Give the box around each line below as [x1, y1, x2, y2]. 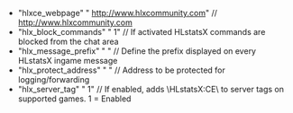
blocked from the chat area [17, 36, 119, 47]
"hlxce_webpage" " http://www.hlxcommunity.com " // [17, 8, 218, 18]
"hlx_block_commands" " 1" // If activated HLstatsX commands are [17, 27, 266, 37]
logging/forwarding [17, 74, 90, 84]
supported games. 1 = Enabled [17, 93, 132, 104]
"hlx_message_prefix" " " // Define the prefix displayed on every [17, 46, 257, 56]
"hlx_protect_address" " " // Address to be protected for [17, 65, 225, 75]
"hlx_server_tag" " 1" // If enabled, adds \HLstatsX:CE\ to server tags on [17, 84, 285, 94]
